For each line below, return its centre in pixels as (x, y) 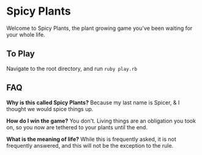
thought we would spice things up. (50, 109)
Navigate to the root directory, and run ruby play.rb (72, 68)
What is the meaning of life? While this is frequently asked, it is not (91, 139)
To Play (21, 54)
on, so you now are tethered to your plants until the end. (77, 127)
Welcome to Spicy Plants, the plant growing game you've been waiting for (99, 28)
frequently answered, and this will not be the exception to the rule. (90, 145)
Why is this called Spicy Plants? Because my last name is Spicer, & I (93, 103)
